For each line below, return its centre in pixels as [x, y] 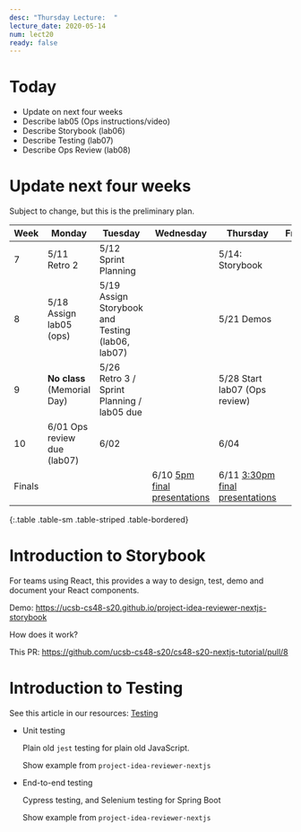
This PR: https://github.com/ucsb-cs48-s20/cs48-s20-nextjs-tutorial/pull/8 [149, 652]
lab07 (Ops [242, 390]
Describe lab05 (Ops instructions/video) [96, 121]
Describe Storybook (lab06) [73, 131]
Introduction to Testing [96, 688]
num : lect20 [31, 34]
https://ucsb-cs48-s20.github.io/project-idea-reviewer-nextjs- [151, 608]
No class [67, 379]
